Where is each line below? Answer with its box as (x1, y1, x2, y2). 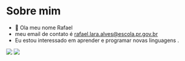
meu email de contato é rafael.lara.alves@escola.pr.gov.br (14, 30, 158, 37)
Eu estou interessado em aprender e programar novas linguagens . (14, 36, 179, 44)
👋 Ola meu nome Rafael (14, 24, 73, 31)
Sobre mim (6, 4, 61, 18)
